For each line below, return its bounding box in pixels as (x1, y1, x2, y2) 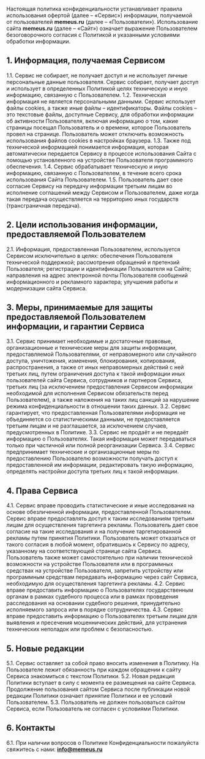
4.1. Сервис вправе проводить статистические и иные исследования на (6, 502, 195, 509)
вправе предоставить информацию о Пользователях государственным (6, 586, 194, 594)
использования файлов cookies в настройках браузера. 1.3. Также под (6, 137, 191, 144)
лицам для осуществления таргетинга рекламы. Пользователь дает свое (6, 521, 199, 529)
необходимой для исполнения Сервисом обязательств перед (6, 390, 169, 397)
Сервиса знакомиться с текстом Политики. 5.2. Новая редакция (6, 673, 176, 680)
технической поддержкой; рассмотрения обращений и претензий (6, 259, 180, 266)
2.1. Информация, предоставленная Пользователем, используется (6, 245, 181, 253)
